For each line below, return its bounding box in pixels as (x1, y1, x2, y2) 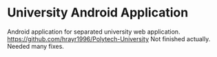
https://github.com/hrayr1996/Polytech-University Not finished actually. (7, 34, 211, 43)
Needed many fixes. (7, 42, 64, 50)
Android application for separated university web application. (7, 27, 180, 36)
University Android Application (7, 5, 189, 21)
